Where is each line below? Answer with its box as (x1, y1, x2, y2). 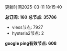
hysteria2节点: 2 (11, 31, 44, 36)
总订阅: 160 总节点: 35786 (5, 14, 57, 20)
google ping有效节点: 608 (5, 41, 57, 46)
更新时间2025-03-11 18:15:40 (5, 4, 62, 10)
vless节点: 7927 (11, 24, 43, 30)
